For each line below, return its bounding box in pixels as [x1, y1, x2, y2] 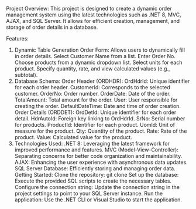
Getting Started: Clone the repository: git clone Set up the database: [14, 171, 179, 178]
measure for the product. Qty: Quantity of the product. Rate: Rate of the [14, 127, 187, 134]
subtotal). [14, 72, 38, 78]
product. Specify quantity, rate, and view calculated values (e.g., [14, 65, 170, 72]
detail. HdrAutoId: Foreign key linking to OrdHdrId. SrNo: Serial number [14, 115, 185, 122]
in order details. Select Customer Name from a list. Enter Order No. [14, 53, 176, 59]
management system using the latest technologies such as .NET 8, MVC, [6, 11, 181, 18]
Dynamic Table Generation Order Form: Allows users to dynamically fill [14, 46, 185, 53]
